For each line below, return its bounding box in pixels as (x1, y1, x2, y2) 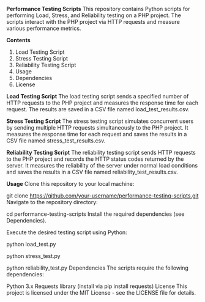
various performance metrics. (6, 24, 81, 32)
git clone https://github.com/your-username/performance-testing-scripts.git (6, 192, 199, 199)
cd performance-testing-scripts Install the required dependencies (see (6, 210, 185, 218)
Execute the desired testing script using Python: (6, 229, 127, 236)
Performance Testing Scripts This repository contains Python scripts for (6, 6, 190, 12)
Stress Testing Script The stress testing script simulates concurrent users (6, 117, 194, 125)
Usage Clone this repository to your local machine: (6, 180, 135, 187)
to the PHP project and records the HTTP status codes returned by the (6, 155, 184, 163)
